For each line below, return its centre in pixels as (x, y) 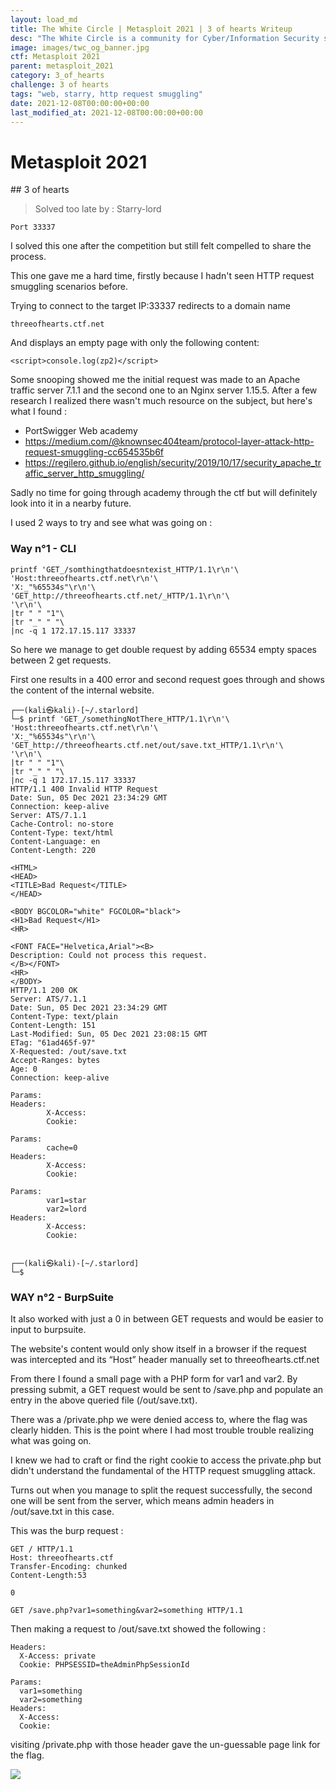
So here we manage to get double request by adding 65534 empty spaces (163, 649)
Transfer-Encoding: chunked (69, 1566)
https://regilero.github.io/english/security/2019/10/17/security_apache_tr (173, 463)
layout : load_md (44, 19)
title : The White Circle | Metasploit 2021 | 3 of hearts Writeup (151, 29)
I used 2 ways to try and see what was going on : (111, 523)
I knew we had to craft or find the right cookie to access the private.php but (166, 1460)
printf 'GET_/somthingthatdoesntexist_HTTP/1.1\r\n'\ (125, 569)
